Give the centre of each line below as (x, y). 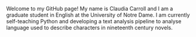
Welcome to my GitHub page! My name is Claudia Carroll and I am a (90, 9)
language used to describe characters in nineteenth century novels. (90, 27)
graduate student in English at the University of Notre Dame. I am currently (98, 15)
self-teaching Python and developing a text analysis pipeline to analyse (94, 21)
